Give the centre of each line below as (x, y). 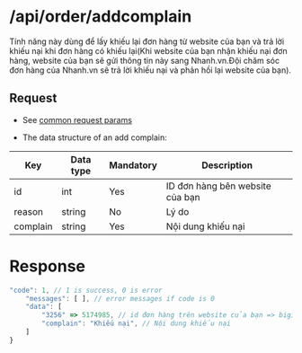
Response (48, 266)
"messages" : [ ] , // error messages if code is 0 (120, 298)
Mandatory (133, 165)
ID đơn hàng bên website (218, 186)
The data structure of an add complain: (95, 137)
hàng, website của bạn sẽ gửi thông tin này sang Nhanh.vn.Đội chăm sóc (145, 60)
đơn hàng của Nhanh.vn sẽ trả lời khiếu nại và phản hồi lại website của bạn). (151, 70)
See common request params (77, 119)
